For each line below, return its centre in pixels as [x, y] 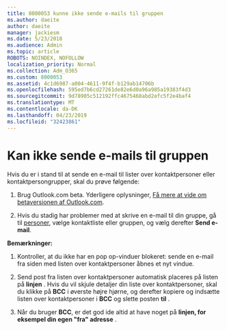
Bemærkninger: [30, 243]
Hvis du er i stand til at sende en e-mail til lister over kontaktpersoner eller [111, 175]
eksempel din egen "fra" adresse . [67, 320]
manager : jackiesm [33, 33]
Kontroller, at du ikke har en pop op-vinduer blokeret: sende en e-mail [115, 257]
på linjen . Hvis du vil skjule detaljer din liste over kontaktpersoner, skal [117, 284]
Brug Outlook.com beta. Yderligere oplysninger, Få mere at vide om [112, 195]
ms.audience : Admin [35, 45]
